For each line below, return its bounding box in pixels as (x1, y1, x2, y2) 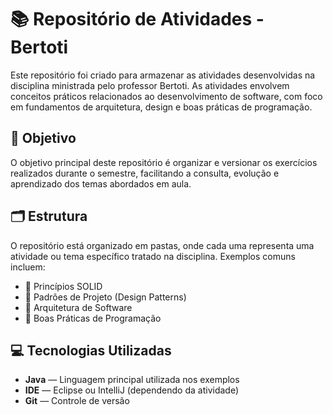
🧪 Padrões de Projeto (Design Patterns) (24, 291, 187, 303)
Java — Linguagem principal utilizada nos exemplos (24, 374, 240, 386)
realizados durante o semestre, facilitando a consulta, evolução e (10, 167, 280, 179)
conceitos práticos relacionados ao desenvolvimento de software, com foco (10, 90, 323, 102)
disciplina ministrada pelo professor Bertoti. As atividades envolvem (10, 79, 290, 91)
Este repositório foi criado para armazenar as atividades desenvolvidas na (10, 69, 316, 81)
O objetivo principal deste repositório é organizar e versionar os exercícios (10, 156, 318, 168)
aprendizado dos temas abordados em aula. (10, 177, 192, 190)
